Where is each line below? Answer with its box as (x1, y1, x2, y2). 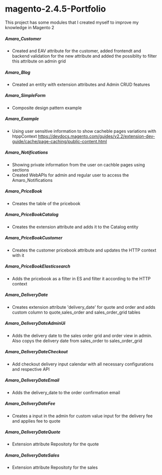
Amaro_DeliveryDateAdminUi (5, 320, 66, 326)
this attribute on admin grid (12, 58, 66, 64)
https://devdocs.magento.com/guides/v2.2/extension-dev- (38, 133, 155, 139)
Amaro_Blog (5, 69, 30, 75)
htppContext (12, 133, 37, 139)
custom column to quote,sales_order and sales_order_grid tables (12, 309, 141, 315)
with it (12, 252, 25, 258)
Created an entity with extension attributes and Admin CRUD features (12, 81, 150, 87)
